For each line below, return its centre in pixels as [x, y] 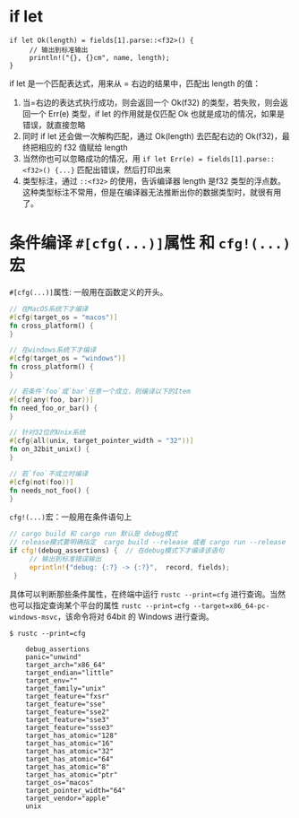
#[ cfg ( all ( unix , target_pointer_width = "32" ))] [102, 441]
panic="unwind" [54, 657]
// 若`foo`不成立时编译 [49, 474]
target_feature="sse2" [68, 712]
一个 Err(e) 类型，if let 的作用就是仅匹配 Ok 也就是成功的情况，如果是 [157, 113]
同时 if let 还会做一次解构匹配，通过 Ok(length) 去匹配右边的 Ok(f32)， [152, 135]
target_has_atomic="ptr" [72, 774]
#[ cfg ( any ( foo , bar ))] [51, 400]
